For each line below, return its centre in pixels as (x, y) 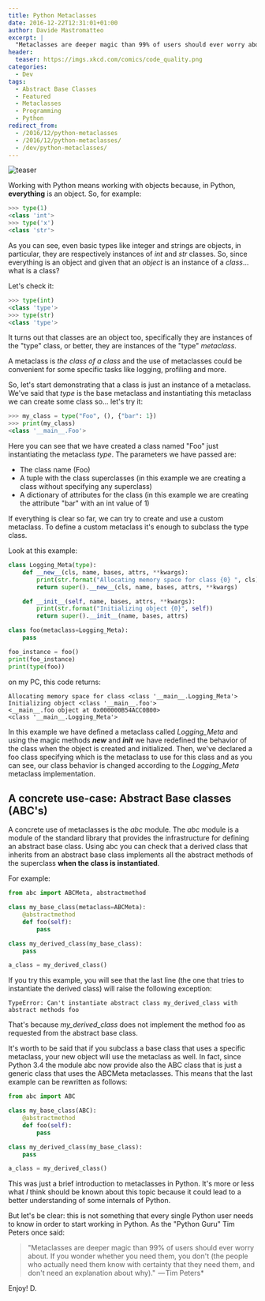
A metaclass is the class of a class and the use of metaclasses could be (125, 361)
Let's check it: (31, 286)
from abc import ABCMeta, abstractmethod (77, 893)
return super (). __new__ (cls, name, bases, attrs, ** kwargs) (137, 587)
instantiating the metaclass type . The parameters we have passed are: (122, 454)
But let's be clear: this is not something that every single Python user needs (131, 1216)
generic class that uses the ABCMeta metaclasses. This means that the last (131, 1074)
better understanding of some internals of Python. (90, 1201)
